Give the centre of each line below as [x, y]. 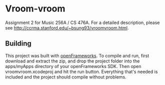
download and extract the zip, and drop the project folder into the [72, 61]
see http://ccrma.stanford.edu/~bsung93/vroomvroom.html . [67, 27]
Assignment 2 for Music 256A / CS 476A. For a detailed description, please [82, 22]
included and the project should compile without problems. [66, 77]
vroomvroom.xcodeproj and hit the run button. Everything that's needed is [81, 71]
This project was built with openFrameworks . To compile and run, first [77, 55]
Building [18, 44]
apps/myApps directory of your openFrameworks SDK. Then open [73, 66]
